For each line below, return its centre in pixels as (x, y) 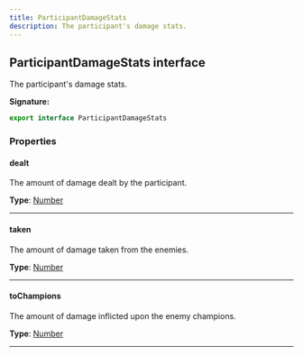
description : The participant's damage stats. (98, 26)
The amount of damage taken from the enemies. (99, 250)
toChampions (35, 296)
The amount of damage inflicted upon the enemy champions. (123, 315)
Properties (33, 141)
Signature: (29, 102)
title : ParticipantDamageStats (68, 18)
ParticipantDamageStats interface (107, 63)
